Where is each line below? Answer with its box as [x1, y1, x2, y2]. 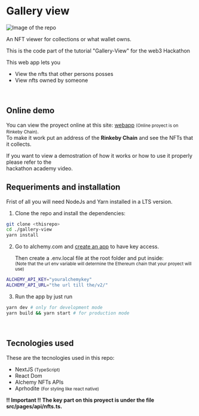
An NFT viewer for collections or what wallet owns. [6, 35, 131, 42]
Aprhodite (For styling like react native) [14, 384, 100, 392]
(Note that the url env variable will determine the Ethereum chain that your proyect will [14, 261, 192, 267]
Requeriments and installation [6, 182, 121, 192]
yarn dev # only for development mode [6, 304, 103, 310]
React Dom [14, 372, 43, 379]
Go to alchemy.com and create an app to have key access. [14, 243, 160, 250]
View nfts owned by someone [14, 77, 88, 84]
